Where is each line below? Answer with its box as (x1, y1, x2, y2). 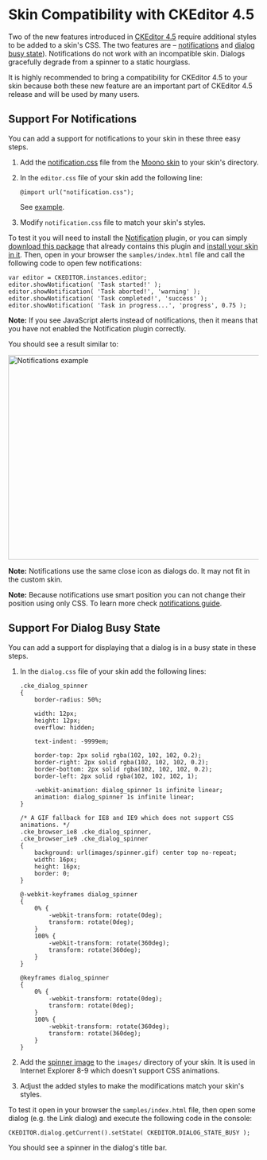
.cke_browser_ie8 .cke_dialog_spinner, (19, 828, 153, 836)
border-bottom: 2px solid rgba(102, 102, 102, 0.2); (34, 765, 213, 773)
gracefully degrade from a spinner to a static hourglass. (8, 57, 191, 67)
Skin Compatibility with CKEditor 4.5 (8, 6, 255, 24)
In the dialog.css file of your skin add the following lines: (19, 666, 207, 676)
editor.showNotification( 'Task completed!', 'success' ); (8, 294, 208, 303)
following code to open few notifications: (8, 258, 142, 268)
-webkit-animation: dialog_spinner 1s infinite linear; (34, 786, 223, 794)
